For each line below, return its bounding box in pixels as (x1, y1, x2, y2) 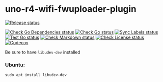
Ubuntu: (5, 61, 26, 68)
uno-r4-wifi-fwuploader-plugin (5, 3, 136, 15)
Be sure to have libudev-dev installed (5, 49, 81, 55)
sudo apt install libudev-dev (5, 73, 67, 78)
